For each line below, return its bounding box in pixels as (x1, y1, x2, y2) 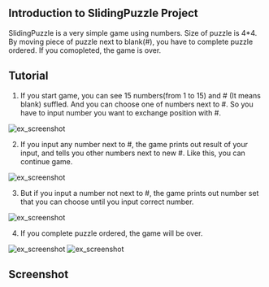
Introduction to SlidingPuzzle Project (8, 7, 198, 20)
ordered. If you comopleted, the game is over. (8, 45, 162, 55)
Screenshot (8, 267, 69, 281)
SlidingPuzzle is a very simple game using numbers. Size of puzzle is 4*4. (8, 28, 258, 37)
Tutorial (8, 69, 49, 83)
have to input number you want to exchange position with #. (20, 107, 222, 117)
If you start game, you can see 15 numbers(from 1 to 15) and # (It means (20, 90, 262, 100)
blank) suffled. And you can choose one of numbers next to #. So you (20, 99, 254, 109)
